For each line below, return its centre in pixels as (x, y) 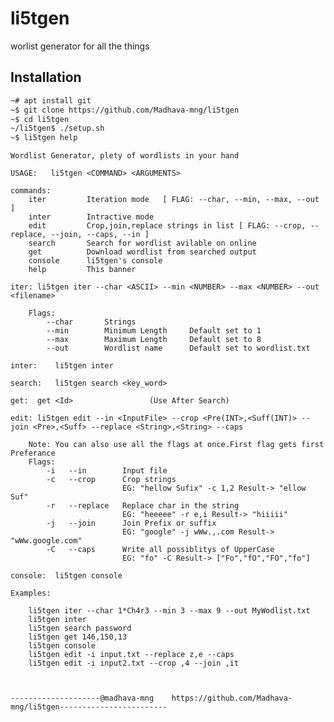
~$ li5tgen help (44, 138)
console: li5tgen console (66, 576)
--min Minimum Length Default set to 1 (154, 331)
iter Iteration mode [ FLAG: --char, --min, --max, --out (174, 200)
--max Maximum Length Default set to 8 (154, 340)
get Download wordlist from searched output (142, 252)
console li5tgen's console (95, 261)
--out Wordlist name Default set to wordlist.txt (178, 348)
